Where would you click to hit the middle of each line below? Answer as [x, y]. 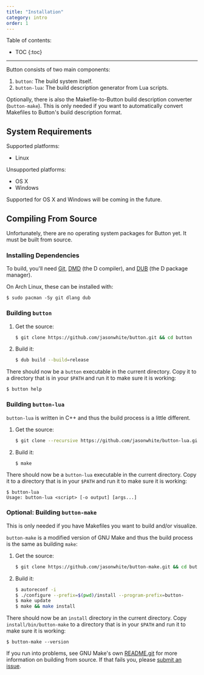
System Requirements [49, 131]
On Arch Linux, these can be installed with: [60, 287]
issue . [14, 666]
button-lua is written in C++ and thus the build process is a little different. [98, 418]
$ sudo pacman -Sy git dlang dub [49, 298]
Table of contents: [29, 41]
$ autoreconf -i [36, 589]
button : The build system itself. [54, 81]
